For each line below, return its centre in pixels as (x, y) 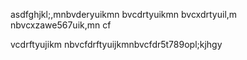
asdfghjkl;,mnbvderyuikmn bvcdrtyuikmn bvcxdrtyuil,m (124, 14)
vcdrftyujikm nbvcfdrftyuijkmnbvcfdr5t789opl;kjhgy (116, 44)
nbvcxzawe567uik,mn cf (61, 25)
